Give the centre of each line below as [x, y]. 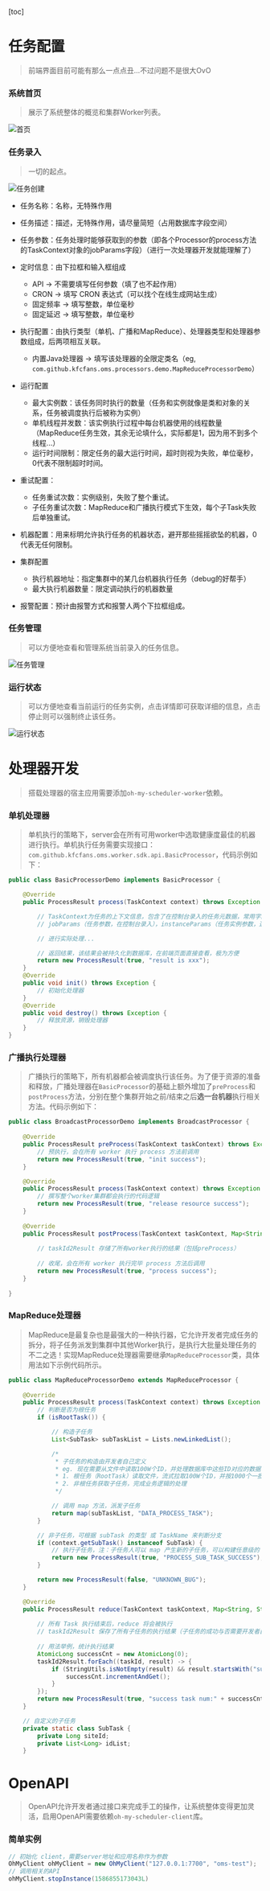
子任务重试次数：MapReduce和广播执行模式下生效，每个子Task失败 [144, 507]
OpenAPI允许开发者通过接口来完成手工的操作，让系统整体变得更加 [137, 1807]
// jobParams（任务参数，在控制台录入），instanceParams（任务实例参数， [148, 924]
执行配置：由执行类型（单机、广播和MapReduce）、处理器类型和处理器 [137, 331]
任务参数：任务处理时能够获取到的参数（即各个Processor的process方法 [138, 240]
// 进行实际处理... [66, 939]
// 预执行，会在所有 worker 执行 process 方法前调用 [118, 1152]
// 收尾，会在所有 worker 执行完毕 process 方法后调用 [121, 1264]
